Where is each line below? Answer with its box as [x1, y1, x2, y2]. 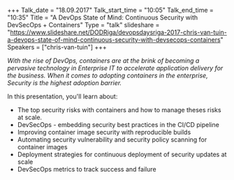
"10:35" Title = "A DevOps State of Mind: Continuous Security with [7, 13, 198, 22]
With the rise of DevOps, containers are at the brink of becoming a [7, 57, 200, 65]
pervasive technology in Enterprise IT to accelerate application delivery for [7, 64, 224, 72]
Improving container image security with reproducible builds [17, 128, 191, 136]
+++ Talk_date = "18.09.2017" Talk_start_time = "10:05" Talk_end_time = [7, 6, 214, 14]
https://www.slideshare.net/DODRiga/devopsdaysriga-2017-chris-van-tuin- [10, 28, 227, 36]
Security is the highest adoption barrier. [7, 79, 122, 87]
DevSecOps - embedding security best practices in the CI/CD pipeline [17, 121, 220, 128]
